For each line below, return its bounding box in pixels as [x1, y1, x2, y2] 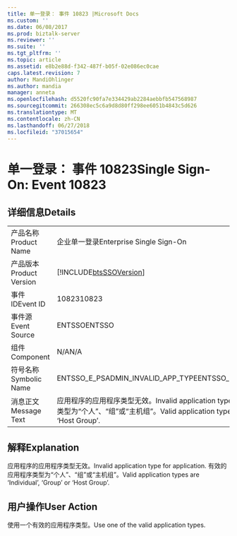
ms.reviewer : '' [7, 37, 55, 44]
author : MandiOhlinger [7, 76, 74, 83]
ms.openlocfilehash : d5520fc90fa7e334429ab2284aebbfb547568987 [7, 96, 197, 103]
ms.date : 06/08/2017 [7, 23, 68, 30]
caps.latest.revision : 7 [7, 69, 80, 76]
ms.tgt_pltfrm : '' [7, 50, 61, 57]
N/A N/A [56, 347, 83, 357]
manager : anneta [7, 89, 55, 96]
